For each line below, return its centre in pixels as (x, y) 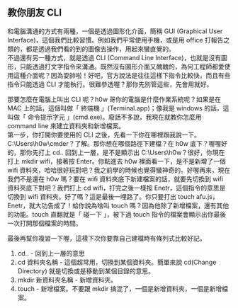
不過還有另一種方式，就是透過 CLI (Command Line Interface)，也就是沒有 (114, 57)
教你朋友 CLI (35, 13)
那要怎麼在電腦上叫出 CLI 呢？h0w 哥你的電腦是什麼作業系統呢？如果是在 (114, 99)
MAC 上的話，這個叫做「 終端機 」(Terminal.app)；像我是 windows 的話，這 (118, 108)
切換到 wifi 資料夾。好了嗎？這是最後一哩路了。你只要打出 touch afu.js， (113, 196)
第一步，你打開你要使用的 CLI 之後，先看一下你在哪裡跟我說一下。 (104, 135)
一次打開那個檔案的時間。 (45, 223)
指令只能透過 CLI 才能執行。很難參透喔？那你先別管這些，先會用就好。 (110, 84)
